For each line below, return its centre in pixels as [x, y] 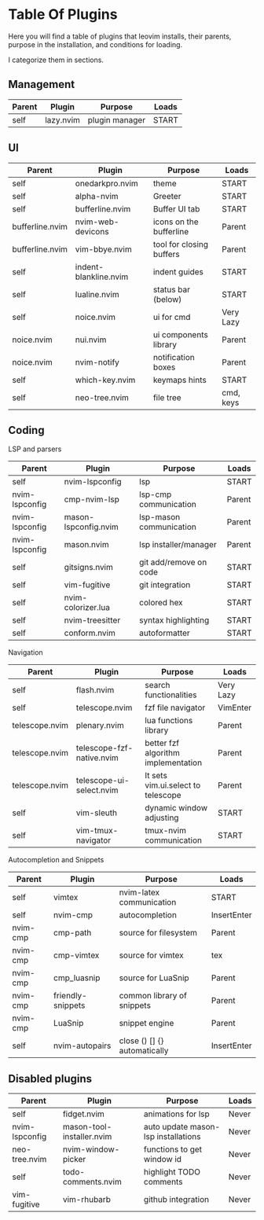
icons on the [176, 222]
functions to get [173, 1149]
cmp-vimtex [77, 955]
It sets [156, 776]
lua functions [169, 721]
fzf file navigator [175, 707]
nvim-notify [97, 362]
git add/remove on [173, 562]
